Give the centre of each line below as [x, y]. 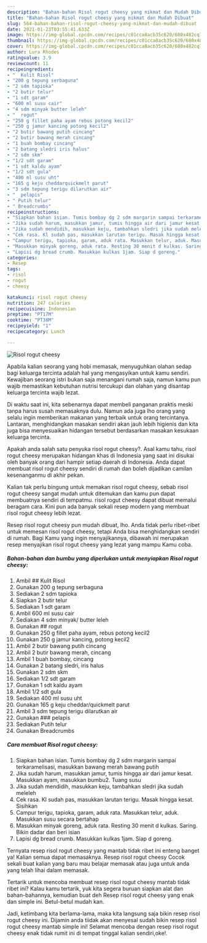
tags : [14, 269]
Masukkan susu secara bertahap [57, 819]
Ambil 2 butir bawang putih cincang [61, 646]
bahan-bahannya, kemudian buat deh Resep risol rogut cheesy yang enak [100, 895]
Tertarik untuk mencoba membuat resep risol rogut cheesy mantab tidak [99, 882]
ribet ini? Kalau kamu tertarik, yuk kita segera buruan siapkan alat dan [95, 888]
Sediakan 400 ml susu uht [49, 698]
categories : [22, 258]
